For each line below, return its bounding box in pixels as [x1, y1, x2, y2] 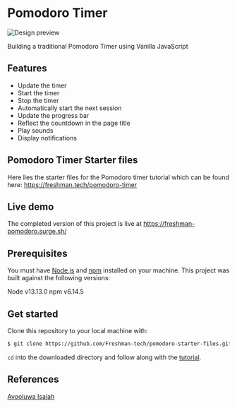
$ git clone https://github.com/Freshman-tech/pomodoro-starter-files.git [7, 340, 232, 347]
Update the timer [17, 81, 67, 90]
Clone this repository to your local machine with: [7, 327, 148, 335]
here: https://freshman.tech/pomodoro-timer [7, 180, 138, 188]
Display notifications [17, 133, 78, 142]
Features [7, 62, 47, 75]
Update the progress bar [17, 111, 90, 119]
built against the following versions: [7, 274, 111, 282]
